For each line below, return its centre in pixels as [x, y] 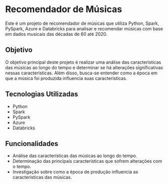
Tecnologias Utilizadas [42, 94]
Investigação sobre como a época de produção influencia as [75, 172]
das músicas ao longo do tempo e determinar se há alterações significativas [84, 67]
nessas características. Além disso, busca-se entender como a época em [81, 73]
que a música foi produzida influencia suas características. [66, 78]
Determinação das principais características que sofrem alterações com [87, 161]
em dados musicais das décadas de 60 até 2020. [56, 34]
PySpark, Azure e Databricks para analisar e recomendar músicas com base [84, 28]
